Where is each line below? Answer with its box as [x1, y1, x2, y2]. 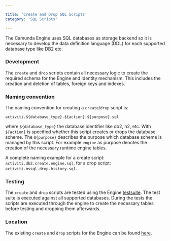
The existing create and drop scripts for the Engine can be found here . [5, 230, 152, 236]
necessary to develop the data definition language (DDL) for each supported [5, 40, 165, 46]
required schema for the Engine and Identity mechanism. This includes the [5, 75, 161, 81]
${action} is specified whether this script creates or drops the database [5, 129, 156, 135]
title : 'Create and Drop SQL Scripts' [5, 12, 87, 17]
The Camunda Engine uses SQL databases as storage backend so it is [5, 35, 152, 41]
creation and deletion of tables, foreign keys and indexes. [5, 81, 125, 87]
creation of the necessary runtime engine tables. [5, 145, 107, 151]
